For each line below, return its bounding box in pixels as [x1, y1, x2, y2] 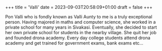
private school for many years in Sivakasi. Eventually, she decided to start [5, 24, 157, 30]
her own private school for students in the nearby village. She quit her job [5, 30, 156, 35]
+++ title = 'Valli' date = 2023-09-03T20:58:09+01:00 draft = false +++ [5, 4, 152, 10]
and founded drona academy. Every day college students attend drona [5, 35, 151, 41]
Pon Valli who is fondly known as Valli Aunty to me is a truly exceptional [5, 14, 152, 19]
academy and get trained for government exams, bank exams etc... [5, 40, 143, 46]
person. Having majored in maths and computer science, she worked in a [5, 19, 156, 25]
